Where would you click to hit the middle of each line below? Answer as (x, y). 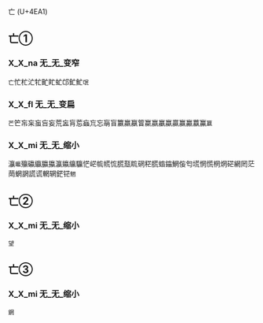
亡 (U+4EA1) (28, 11)
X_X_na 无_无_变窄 (44, 63)
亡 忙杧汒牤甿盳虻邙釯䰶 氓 (48, 82)
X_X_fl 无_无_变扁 (42, 104)
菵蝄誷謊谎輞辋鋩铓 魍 (42, 174)
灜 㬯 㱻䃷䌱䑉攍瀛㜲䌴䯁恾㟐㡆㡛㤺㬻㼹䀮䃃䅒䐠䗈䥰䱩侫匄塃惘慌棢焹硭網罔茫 (131, 164)
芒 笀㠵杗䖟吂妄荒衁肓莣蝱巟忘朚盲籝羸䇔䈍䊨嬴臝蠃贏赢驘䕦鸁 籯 (110, 123)
